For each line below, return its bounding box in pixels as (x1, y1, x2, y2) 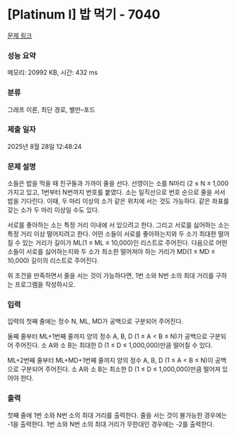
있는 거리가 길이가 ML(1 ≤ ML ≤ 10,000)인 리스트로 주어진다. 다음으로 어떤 (22, 238, 228, 247)
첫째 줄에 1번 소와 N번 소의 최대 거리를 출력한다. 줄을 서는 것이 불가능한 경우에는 (7, 411, 228, 419)
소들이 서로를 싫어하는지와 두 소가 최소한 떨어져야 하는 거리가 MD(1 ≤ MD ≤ (7, 248, 216, 256)
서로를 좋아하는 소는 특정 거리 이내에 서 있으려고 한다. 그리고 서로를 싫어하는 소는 (7, 221, 230, 229)
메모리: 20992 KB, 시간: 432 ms (7, 68, 98, 77)
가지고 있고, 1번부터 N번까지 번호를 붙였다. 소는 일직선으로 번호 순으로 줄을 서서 (7, 188, 226, 197)
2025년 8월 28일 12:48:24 (7, 142, 82, 150)
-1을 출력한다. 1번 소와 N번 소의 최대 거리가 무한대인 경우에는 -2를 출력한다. (7, 419, 214, 428)
